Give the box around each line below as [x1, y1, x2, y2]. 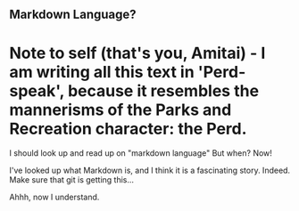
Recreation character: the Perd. [9, 118, 247, 139]
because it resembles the [67, 80, 260, 101]
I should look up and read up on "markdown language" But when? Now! [9, 148, 272, 158]
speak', [9, 80, 65, 101]
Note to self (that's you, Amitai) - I [9, 43, 266, 63]
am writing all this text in [9, 61, 195, 82]
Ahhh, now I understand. [9, 191, 100, 203]
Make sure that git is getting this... [9, 174, 135, 185]
